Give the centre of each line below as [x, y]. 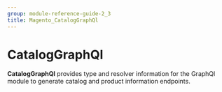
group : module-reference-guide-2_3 [59, 14]
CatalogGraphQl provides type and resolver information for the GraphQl [111, 74]
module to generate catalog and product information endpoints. [99, 82]
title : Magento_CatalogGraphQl [53, 20]
